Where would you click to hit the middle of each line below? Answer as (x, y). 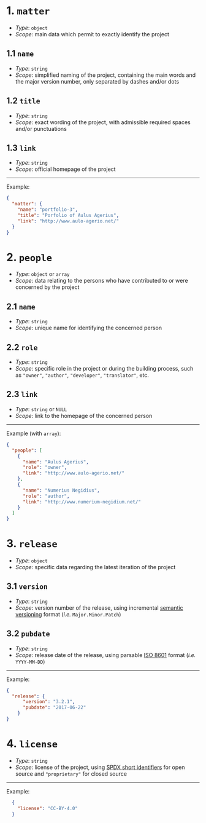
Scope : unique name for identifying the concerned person (89, 328)
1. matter (28, 11)
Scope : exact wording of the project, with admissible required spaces (103, 122)
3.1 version (27, 587)
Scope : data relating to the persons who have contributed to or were (101, 281)
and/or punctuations (41, 128)
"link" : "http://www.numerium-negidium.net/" (82, 502)
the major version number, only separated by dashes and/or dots (97, 81)
